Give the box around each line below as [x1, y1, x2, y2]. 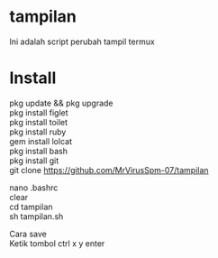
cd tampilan [9, 201, 53, 212]
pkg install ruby [9, 126, 67, 137]
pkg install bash [9, 145, 68, 156]
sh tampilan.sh [9, 210, 64, 222]
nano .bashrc [9, 182, 59, 193]
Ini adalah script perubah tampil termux [9, 36, 155, 47]
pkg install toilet [9, 116, 68, 127]
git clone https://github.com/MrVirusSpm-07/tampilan [9, 164, 209, 175]
